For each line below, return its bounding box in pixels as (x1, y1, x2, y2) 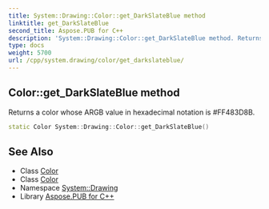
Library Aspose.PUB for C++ (19, 191, 114, 201)
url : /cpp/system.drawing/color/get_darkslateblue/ (8, 57, 184, 65)
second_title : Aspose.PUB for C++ (8, 26, 124, 34)
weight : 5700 (8, 49, 52, 57)
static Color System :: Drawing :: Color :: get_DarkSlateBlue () (8, 123, 210, 131)
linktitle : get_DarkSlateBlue (8, 19, 110, 27)
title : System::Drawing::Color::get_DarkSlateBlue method (8, 11, 206, 20)
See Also (8, 145, 54, 159)
